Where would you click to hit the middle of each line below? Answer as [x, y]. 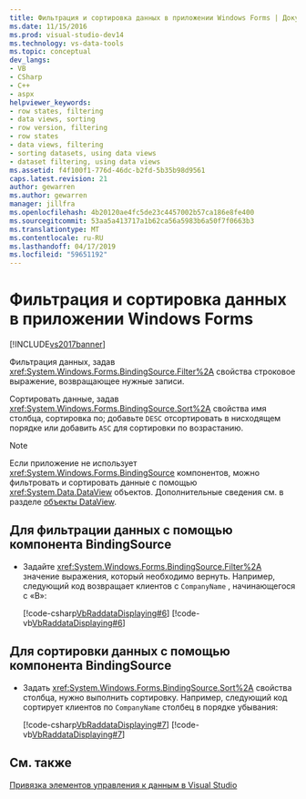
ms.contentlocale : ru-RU [56, 238]
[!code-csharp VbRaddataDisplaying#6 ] [96, 613]
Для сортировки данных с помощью [120, 652]
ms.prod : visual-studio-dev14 [67, 35]
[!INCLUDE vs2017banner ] [58, 344]
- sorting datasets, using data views [83, 153]
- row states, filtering [56, 111]
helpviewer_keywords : [51, 102]
